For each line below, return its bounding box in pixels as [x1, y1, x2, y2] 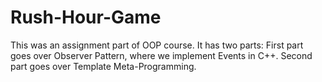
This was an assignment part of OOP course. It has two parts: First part [10, 39, 304, 51]
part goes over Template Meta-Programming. [10, 60, 197, 72]
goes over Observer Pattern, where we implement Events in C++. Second [10, 49, 313, 61]
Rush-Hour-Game [10, 6, 162, 29]
